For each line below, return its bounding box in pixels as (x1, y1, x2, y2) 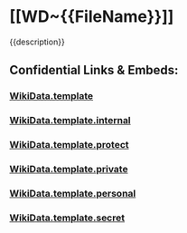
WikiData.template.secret (9, 211, 125, 224)
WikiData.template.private (9, 163, 128, 176)
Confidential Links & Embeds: (9, 63, 179, 78)
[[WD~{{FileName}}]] (9, 6, 174, 27)
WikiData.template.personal (9, 187, 136, 199)
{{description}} (9, 36, 65, 47)
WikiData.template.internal (9, 114, 131, 127)
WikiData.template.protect (9, 139, 129, 151)
